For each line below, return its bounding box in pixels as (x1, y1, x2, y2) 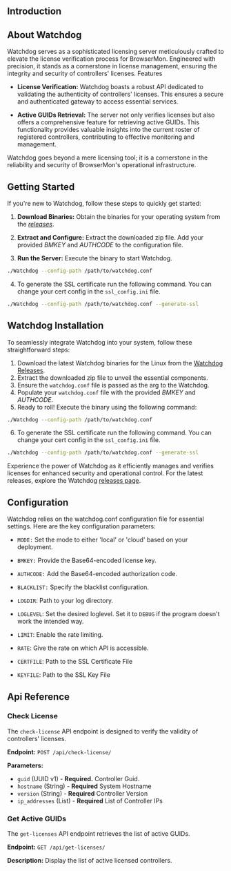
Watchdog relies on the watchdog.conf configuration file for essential (7, 515, 205, 524)
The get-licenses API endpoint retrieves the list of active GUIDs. (7, 830, 191, 838)
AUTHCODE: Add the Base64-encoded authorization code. (17, 570, 178, 578)
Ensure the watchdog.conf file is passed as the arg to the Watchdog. (17, 381, 210, 389)
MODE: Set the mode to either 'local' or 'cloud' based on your (17, 535, 188, 544)
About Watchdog (7, 29, 82, 41)
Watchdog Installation (7, 320, 104, 332)
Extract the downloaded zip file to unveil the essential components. (17, 373, 208, 382)
